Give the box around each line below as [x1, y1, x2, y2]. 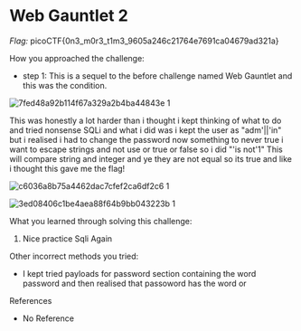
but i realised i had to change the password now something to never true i [9, 134, 284, 145]
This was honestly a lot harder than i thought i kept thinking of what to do [9, 115, 282, 126]
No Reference [22, 313, 75, 324]
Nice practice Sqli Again [22, 232, 113, 244]
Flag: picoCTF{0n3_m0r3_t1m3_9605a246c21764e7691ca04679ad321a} [9, 35, 279, 46]
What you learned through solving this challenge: [9, 215, 193, 226]
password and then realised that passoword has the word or [22, 278, 247, 288]
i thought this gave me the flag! [9, 163, 126, 174]
